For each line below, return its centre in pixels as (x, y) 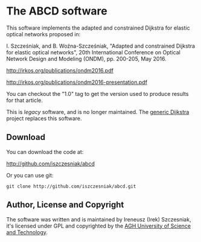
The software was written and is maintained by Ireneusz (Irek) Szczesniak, (99, 219)
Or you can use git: (30, 175)
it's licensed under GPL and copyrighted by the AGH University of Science (99, 226)
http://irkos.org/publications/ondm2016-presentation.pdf (77, 82)
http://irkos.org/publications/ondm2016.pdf (60, 70)
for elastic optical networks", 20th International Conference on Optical (94, 52)
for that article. (25, 100)
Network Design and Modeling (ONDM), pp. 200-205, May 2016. (87, 59)
